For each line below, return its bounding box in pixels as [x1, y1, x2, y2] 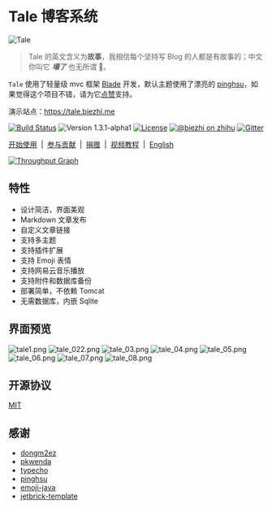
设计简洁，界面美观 [19, 204, 85, 214]
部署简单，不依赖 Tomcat [19, 285, 105, 295]
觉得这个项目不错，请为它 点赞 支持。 [15, 89, 136, 98]
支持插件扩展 [19, 245, 63, 254]
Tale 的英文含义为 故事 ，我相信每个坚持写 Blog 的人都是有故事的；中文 [28, 51, 263, 61]
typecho [19, 465, 49, 476]
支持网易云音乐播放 [19, 265, 85, 275]
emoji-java [19, 483, 56, 493]
